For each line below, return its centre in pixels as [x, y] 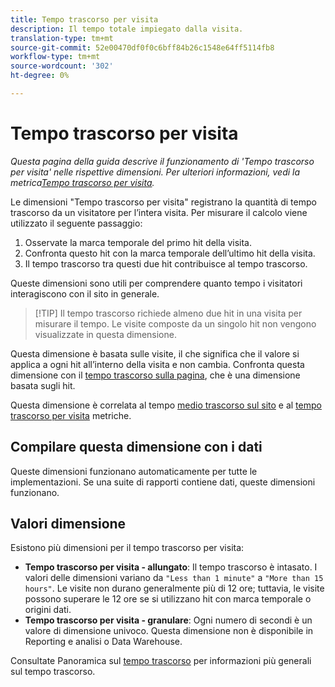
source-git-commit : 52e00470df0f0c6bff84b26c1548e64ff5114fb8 [142, 47]
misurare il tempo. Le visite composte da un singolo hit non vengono [175, 323]
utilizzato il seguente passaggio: [76, 223]
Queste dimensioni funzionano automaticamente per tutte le [134, 471]
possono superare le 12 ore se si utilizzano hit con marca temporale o [168, 599]
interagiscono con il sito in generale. [85, 293]
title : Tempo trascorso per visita [84, 19]
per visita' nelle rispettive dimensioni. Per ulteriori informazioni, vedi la [155, 172]
